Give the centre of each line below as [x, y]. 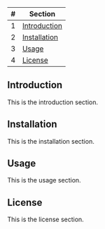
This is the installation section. [51, 141]
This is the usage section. [44, 180]
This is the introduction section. [53, 102]
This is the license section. [45, 219]
